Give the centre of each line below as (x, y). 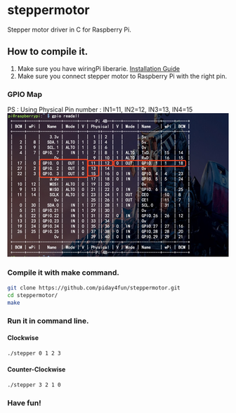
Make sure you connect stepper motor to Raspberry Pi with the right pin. (122, 76)
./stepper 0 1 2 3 (34, 353)
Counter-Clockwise (37, 369)
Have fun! (24, 403)
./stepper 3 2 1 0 (34, 385)
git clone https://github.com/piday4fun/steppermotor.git (94, 288)
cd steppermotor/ (33, 296)
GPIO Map (25, 94)
